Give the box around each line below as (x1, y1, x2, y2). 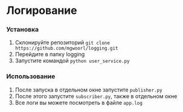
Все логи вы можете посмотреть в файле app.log (14, 99, 143, 106)
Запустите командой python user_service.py (14, 57, 130, 64)
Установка (6, 25, 39, 34)
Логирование (6, 4, 77, 18)
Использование (6, 72, 56, 81)
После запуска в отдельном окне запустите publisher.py (14, 86, 162, 93)
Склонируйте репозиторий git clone (14, 39, 111, 46)
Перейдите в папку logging (14, 51, 85, 58)
